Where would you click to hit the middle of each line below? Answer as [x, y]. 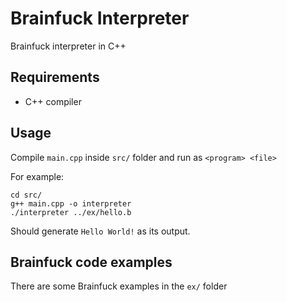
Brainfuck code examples [91, 262]
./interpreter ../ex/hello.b [71, 212]
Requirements [55, 77]
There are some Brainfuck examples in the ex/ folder [119, 286]
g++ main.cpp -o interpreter [71, 203]
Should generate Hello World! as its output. [100, 231]
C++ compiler [53, 101]
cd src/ [26, 195]
